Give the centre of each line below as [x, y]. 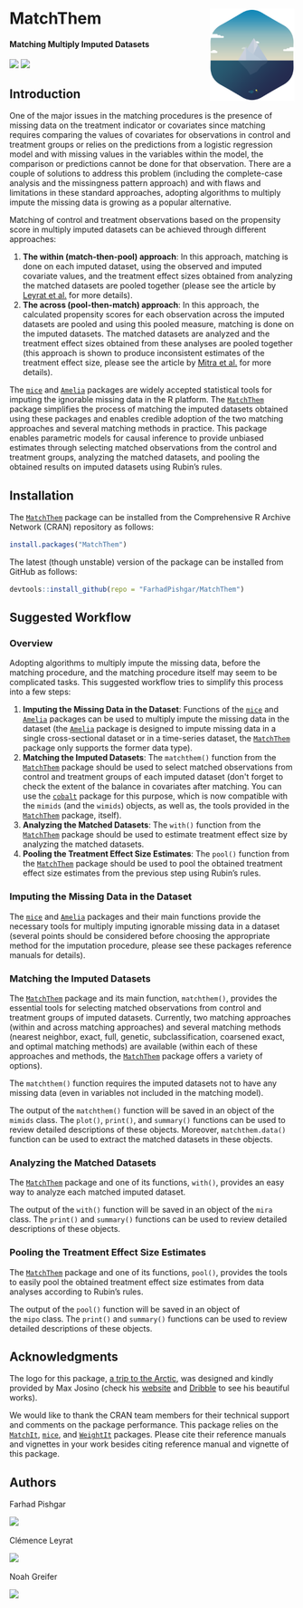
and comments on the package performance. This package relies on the [144, 1425]
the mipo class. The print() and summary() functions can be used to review [148, 1319]
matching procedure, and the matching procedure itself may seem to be [143, 673]
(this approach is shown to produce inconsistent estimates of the [143, 354]
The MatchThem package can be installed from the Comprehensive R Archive [150, 518]
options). [26, 1066]
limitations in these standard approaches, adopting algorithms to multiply [145, 193]
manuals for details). [47, 954]
